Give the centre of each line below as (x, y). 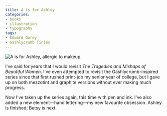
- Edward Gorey (21, 38)
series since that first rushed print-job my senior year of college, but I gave (82, 77)
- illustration (21, 24)
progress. (15, 87)
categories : (18, 14)
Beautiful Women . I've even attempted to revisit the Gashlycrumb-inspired (82, 71)
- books (13, 19)
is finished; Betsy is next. (31, 107)
